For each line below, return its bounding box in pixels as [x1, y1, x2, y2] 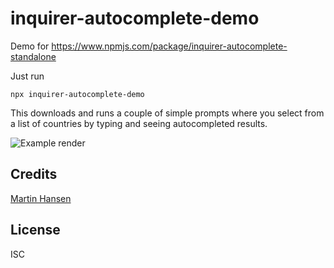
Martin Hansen [10, 192, 72, 204]
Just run [10, 70, 45, 82]
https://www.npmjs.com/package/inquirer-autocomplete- [51, 40, 288, 52]
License [10, 222, 61, 239]
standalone [10, 50, 57, 62]
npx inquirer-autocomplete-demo [10, 89, 145, 99]
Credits [10, 166, 58, 183]
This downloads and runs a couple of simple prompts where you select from [10, 107, 325, 119]
